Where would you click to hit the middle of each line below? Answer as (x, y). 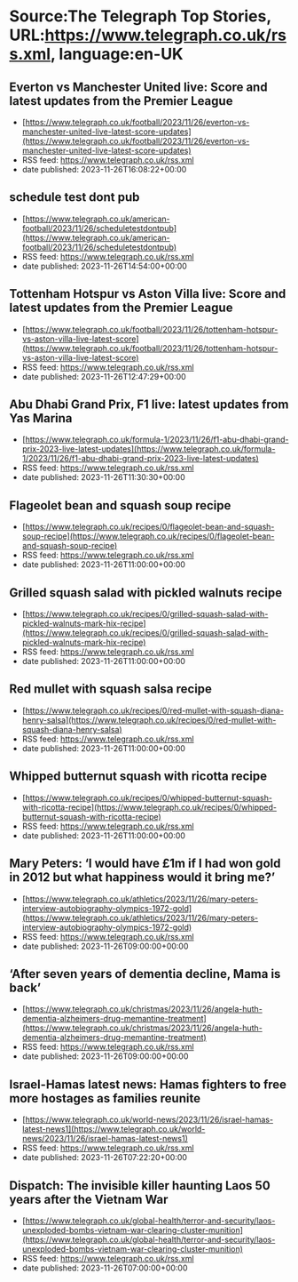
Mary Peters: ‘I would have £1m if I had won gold (145, 864)
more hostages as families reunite (105, 1098)
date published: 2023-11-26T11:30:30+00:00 (103, 477)
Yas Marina (41, 418)
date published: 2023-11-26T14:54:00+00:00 (105, 266)
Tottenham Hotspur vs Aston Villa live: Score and (148, 294)
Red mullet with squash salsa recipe (111, 689)
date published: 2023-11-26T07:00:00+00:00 (105, 1268)
